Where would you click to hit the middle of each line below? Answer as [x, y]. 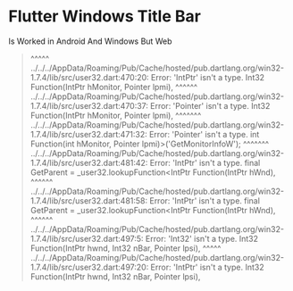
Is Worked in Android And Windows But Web [90, 41]
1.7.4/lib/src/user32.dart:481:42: [89, 162]
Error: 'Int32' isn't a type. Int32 [202, 238]
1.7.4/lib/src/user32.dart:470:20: [89, 77]
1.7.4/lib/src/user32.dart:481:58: [89, 200]
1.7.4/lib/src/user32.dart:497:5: [87, 238]
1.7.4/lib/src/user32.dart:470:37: [89, 105]
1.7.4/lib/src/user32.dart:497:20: [89, 267]
